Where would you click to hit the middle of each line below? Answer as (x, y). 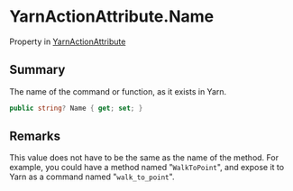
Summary (37, 70)
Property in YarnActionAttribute (68, 41)
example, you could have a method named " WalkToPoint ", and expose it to (147, 168)
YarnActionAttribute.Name (112, 17)
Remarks (35, 136)
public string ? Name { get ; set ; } (76, 108)
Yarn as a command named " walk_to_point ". (92, 177)
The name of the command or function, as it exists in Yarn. (118, 91)
